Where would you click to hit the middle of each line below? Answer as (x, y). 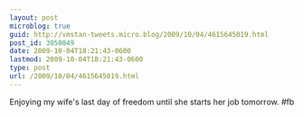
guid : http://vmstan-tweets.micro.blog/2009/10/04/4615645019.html (139, 34)
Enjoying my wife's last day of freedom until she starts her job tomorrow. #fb (152, 102)
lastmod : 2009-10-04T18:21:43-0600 (76, 59)
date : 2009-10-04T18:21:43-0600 (70, 51)
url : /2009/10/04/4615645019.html (75, 76)
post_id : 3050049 (42, 43)
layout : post (34, 18)
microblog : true (40, 26)
